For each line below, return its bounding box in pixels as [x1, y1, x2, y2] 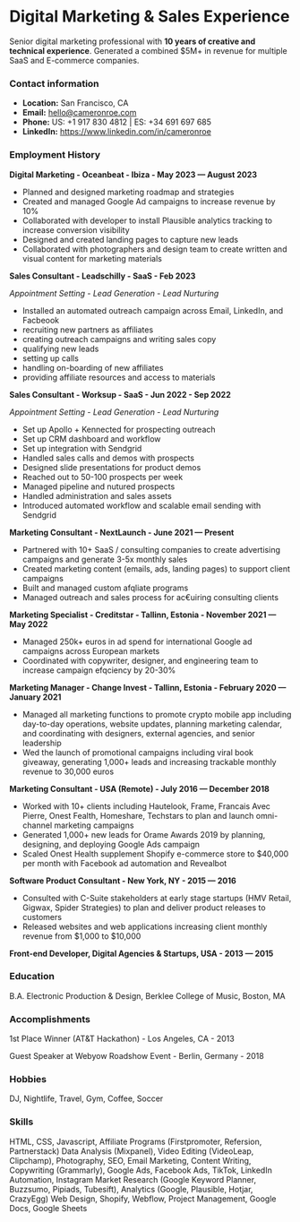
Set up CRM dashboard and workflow [21, 433, 161, 444]
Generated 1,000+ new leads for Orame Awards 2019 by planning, [21, 829, 266, 839]
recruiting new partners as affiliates [21, 324, 154, 335]
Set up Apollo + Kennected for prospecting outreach [21, 424, 217, 435]
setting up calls [21, 352, 79, 364]
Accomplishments [9, 1012, 91, 1025]
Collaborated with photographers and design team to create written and [21, 244, 287, 254]
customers [21, 911, 63, 922]
